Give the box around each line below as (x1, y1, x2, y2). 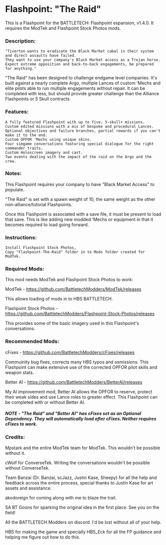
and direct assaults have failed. (5, 53, 77, 58)
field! (5, 510, 16, 516)
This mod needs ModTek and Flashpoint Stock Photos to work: (5, 277, 133, 283)
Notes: (5, 170, 22, 177)
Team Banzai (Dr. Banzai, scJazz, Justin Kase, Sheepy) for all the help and (5, 475, 157, 481)
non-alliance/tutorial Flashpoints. (5, 201, 73, 207)
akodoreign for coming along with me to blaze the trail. (5, 495, 117, 501)
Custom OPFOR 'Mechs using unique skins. (5, 137, 92, 142)
